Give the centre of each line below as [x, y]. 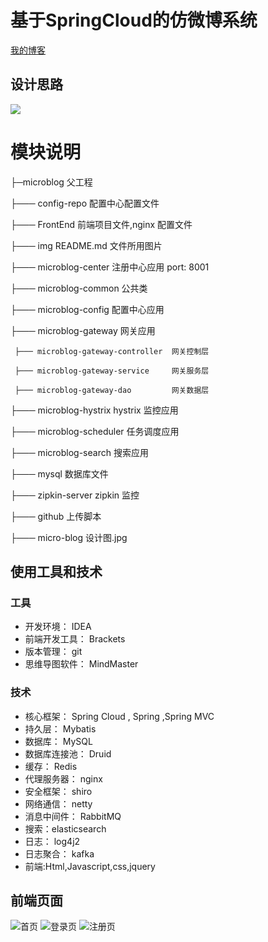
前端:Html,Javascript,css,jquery [90, 866]
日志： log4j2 [52, 841]
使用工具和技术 [56, 572]
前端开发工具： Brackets [75, 639]
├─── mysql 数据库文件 [59, 473]
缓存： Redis [51, 766]
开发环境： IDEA [58, 627]
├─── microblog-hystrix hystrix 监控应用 [94, 410]
